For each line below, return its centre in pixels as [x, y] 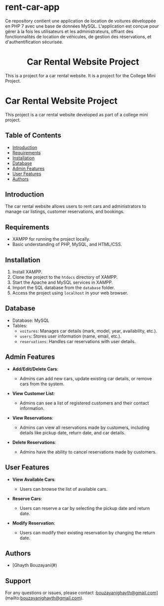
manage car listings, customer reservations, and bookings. [65, 211]
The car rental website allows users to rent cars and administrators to [76, 206]
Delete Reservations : [34, 442]
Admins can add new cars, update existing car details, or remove [86, 378]
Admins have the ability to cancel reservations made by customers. [88, 452]
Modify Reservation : [34, 523]
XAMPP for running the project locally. [51, 239]
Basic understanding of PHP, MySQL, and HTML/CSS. [67, 245]
